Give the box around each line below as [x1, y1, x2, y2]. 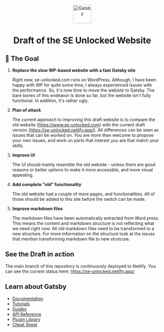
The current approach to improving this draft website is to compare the [12, 117, 156, 122]
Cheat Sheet [12, 321, 38, 328]
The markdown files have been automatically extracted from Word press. [12, 215, 160, 221]
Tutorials [12, 301, 30, 307]
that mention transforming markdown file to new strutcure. [12, 236, 131, 242]
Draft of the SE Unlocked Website [13, 35, 152, 46]
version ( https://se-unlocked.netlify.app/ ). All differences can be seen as [12, 127, 159, 133]
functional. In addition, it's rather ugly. [12, 98, 89, 103]
